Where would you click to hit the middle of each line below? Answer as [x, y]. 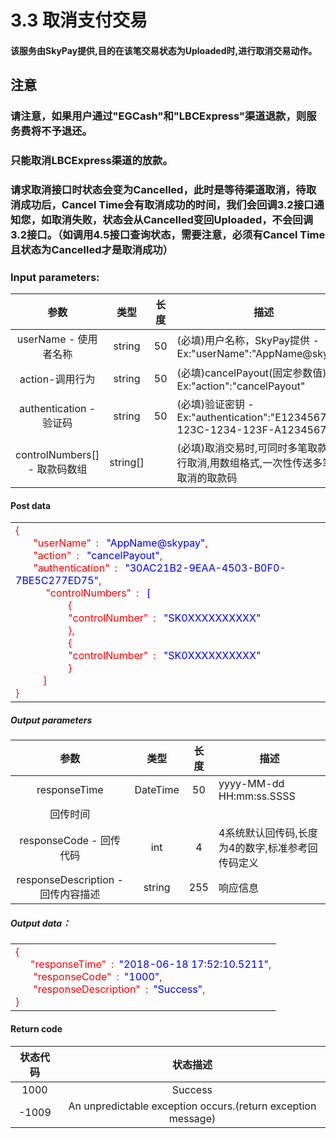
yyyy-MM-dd [251, 784]
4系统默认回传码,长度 [268, 833]
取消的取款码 [207, 478]
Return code [36, 1028]
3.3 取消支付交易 [79, 20]
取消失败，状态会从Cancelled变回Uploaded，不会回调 [182, 219]
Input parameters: [55, 277]
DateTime [157, 790]
